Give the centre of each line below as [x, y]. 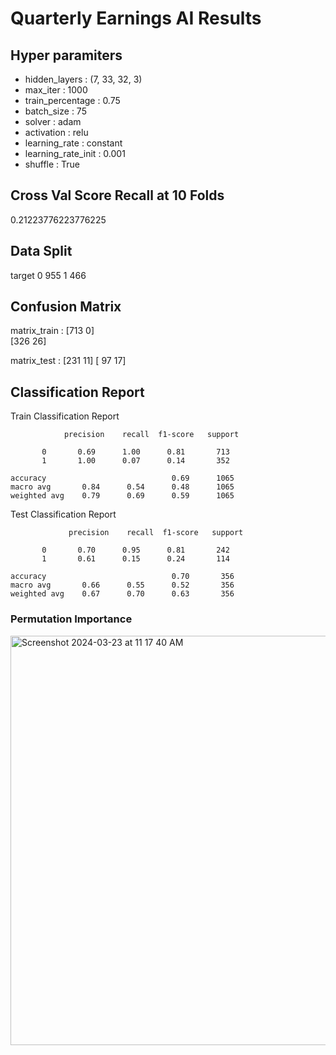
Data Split [41, 251]
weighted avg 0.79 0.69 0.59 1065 [122, 496]
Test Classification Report [63, 514]
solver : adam [53, 121]
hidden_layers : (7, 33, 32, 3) [83, 79]
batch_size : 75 [55, 111]
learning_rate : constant [73, 143]
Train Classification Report [65, 416]
